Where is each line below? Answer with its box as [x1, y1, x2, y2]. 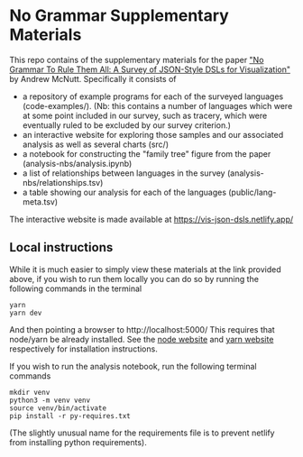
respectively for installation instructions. [9, 343, 158, 354]
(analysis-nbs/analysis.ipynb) [22, 158, 133, 169]
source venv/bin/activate [9, 403, 106, 413]
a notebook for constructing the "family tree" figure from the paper [22, 148, 271, 159]
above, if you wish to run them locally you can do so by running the [9, 273, 260, 284]
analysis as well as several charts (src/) [22, 139, 170, 150]
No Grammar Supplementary [9, 5, 230, 26]
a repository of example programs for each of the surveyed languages [22, 91, 284, 102]
